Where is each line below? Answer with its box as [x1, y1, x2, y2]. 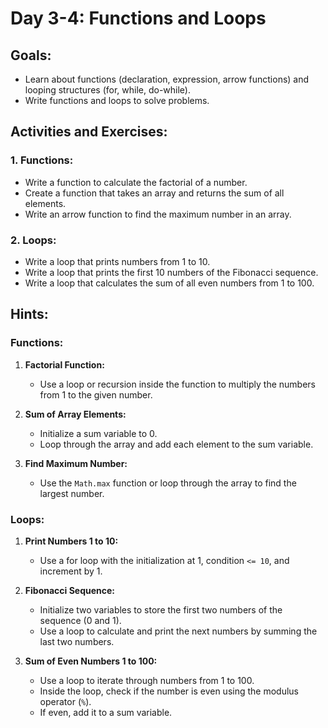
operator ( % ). [39, 695, 92, 707]
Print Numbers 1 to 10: [24, 535, 119, 547]
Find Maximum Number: [24, 457, 128, 469]
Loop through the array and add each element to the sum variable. [39, 438, 314, 450]
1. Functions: [10, 153, 74, 167]
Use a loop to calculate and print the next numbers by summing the [39, 625, 318, 637]
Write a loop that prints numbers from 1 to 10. [24, 255, 211, 267]
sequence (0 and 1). [39, 614, 122, 626]
